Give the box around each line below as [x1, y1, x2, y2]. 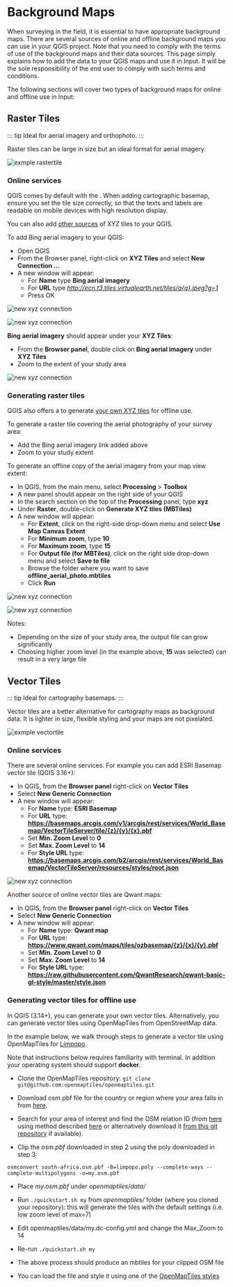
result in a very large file [17, 655, 87, 664]
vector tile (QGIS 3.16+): [7, 769, 76, 777]
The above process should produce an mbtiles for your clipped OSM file [17, 1258, 225, 1266]
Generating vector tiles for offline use [7, 995, 137, 1005]
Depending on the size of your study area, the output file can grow [17, 633, 209, 641]
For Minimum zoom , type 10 [27, 534, 110, 543]
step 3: [17, 1150, 38, 1158]
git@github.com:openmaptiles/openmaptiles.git [17, 1081, 155, 1089]
